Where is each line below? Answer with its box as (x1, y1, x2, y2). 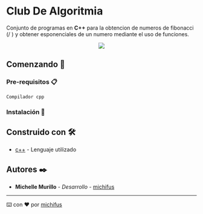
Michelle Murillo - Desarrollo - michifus (14, 183, 115, 190)
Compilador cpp (6, 93, 45, 100)
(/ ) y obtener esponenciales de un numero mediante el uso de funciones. (6, 30, 189, 37)
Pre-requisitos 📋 (6, 78, 57, 86)
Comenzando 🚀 (6, 59, 65, 70)
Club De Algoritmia (6, 4, 103, 18)
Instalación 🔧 (6, 107, 45, 116)
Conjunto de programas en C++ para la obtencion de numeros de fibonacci (6, 24, 194, 31)
